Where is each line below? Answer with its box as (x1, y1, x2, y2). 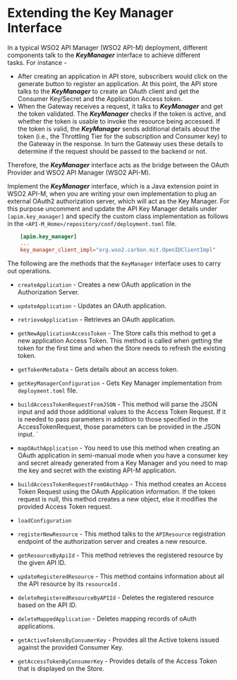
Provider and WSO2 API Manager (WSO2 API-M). (7, 168, 151, 177)
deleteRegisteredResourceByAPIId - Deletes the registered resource (17, 593, 214, 602)
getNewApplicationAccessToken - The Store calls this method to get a (17, 328, 217, 337)
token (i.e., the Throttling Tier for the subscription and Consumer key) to (17, 132, 228, 141)
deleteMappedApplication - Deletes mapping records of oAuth (17, 614, 197, 623)
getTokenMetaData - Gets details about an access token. (17, 365, 178, 374)
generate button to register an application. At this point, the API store (17, 79, 218, 88)
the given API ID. (17, 558, 66, 566)
